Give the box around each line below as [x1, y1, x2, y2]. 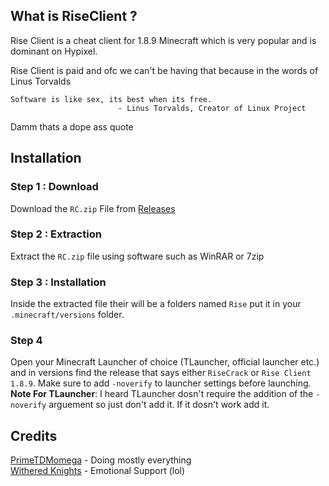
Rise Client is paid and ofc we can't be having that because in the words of [10, 64, 319, 76]
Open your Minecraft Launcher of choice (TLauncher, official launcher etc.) [10, 356, 320, 368]
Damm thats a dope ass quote [10, 120, 134, 133]
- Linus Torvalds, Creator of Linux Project [117, 103, 307, 113]
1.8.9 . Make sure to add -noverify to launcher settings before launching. [10, 377, 312, 389]
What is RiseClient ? [10, 8, 138, 25]
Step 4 [10, 334, 43, 348]
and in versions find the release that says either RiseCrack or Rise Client [10, 367, 312, 379]
